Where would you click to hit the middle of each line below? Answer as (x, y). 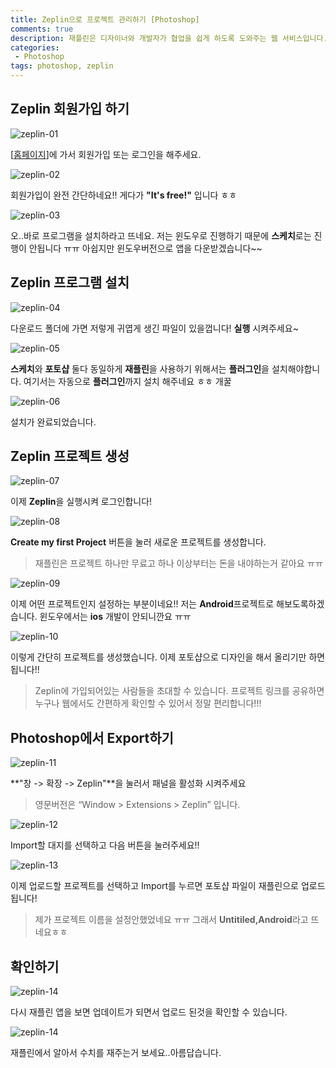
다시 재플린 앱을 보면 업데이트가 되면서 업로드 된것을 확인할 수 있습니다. (149, 1012)
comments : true (42, 29)
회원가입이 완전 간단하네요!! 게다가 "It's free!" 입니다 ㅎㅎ (124, 195)
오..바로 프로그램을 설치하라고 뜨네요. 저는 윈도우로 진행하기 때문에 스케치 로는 (161, 235)
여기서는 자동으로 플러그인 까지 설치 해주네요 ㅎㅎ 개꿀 (127, 381)
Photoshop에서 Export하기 (92, 737)
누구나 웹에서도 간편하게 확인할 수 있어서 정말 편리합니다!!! (148, 703)
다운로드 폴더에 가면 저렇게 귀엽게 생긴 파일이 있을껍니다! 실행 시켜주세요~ (154, 328)
